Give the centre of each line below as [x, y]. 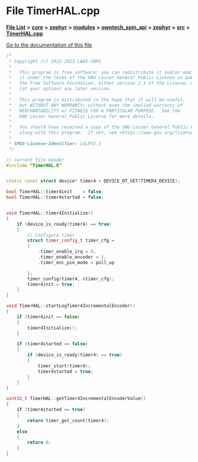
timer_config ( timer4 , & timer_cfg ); [71, 279]
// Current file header [35, 160]
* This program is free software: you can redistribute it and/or [95, 72]
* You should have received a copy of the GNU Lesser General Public [98, 127]
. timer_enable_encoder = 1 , [72, 257]
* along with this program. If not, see [63, 133]
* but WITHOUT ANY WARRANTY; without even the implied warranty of [96, 105]
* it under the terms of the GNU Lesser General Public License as [96, 78]
